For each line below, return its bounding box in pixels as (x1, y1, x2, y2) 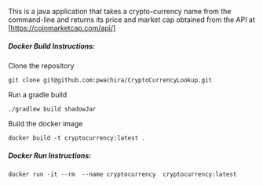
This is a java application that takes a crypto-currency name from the (8, 7, 232, 16)
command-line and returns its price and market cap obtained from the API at (8, 15, 255, 24)
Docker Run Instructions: (8, 151, 92, 160)
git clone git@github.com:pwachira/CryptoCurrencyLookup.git (8, 76, 213, 84)
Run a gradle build (8, 89, 68, 99)
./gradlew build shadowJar (8, 105, 97, 113)
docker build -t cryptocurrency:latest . (8, 133, 146, 142)
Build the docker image (8, 119, 83, 128)
